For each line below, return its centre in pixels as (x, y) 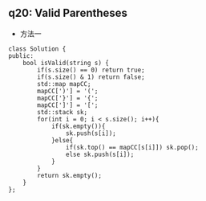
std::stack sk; (63, 112)
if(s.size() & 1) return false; (91, 77)
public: (21, 55)
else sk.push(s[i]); (100, 154)
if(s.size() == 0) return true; (91, 70)
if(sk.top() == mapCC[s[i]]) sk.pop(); (132, 147)
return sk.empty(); (70, 175)
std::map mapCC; (64, 84)
